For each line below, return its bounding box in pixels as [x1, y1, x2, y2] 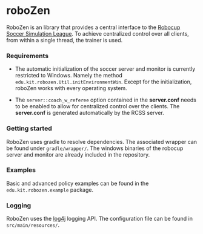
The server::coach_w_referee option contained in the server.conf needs [15, 96, 197, 103]
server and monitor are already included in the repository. [6, 151, 150, 158]
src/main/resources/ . [6, 221, 60, 229]
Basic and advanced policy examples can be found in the [6, 180, 149, 187]
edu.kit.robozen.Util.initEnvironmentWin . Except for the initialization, [15, 78, 192, 85]
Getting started [6, 125, 53, 133]
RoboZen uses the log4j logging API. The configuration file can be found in [6, 215, 193, 223]
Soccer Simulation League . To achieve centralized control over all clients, [6, 30, 189, 37]
